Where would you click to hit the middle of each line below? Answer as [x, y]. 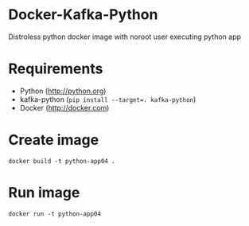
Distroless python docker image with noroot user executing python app [124, 37]
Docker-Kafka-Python [83, 15]
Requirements [56, 69]
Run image [44, 193]
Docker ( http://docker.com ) [64, 107]
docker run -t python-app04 [55, 214]
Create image [54, 140]
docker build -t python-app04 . [62, 161]
